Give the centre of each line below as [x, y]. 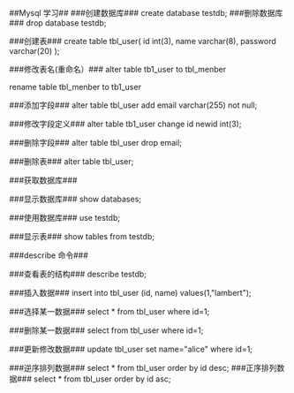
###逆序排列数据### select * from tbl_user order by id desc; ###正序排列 [143, 368]
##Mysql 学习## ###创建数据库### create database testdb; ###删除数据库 [146, 13]
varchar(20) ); [34, 51]
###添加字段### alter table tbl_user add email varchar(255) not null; [133, 105]
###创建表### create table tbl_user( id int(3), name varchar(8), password [143, 41]
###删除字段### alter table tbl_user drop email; [96, 143]
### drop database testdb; [58, 23]
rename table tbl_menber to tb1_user [75, 87]
